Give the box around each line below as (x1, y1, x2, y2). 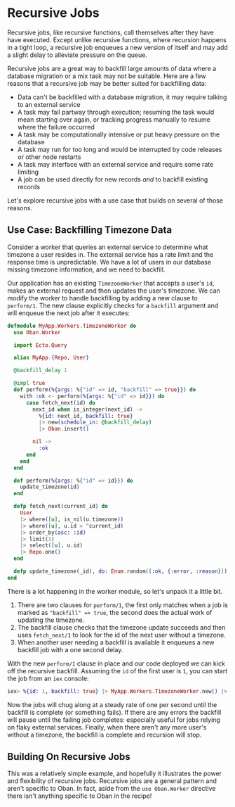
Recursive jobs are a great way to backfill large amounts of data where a (7, 64, 217, 72)
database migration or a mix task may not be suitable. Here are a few (7, 72, 206, 80)
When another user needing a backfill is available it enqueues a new (17, 638, 215, 647)
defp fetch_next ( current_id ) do (13, 503, 109, 510)
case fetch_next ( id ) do (25, 399, 96, 406)
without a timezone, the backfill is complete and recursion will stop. (7, 730, 202, 739)
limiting (17, 167, 39, 176)
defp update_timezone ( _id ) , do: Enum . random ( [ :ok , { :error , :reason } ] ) (13, 568, 228, 575)
